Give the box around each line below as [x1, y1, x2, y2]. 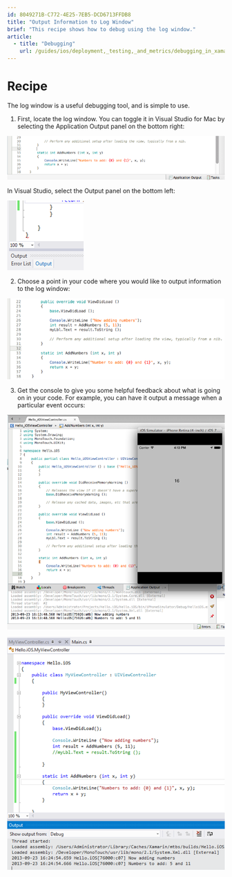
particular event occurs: [17, 401, 86, 409]
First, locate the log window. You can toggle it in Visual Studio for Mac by [17, 114, 225, 123]
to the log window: [17, 284, 70, 292]
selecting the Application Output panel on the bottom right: [17, 122, 185, 130]
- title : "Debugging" [13, 40, 76, 48]
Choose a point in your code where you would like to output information [17, 277, 222, 285]
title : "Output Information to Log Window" [7, 18, 135, 26]
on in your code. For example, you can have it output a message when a [17, 393, 222, 402]
